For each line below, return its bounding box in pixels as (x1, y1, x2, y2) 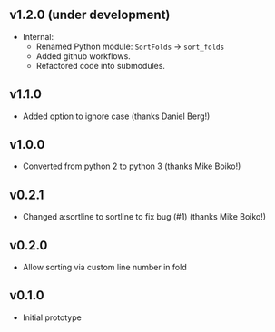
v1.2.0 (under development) (9, 7, 171, 23)
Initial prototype (22, 312, 82, 323)
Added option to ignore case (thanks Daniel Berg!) (22, 111, 211, 122)
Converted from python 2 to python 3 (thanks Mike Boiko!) (22, 161, 241, 171)
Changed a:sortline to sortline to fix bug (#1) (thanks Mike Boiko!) (22, 211, 266, 222)
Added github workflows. (35, 50, 132, 62)
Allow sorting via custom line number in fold (22, 262, 188, 273)
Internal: (22, 31, 54, 42)
